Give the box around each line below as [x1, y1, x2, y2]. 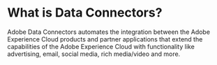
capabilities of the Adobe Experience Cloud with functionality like [7, 42, 195, 50]
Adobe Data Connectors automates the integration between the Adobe [7, 28, 211, 36]
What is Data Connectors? [7, 5, 163, 21]
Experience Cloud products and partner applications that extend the [7, 35, 203, 43]
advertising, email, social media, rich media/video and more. [7, 50, 181, 58]
